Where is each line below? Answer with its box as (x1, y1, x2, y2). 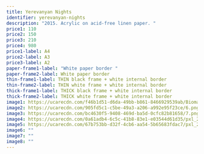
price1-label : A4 (6, 49, 50, 55)
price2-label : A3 (6, 54, 50, 60)
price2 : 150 (6, 32, 36, 38)
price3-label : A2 (6, 59, 50, 65)
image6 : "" (6, 127, 34, 133)
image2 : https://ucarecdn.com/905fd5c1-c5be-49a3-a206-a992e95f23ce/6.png (6, 104, 200, 111)
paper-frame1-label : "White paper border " (6, 65, 118, 72)
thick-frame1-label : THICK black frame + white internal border (6, 88, 172, 94)
